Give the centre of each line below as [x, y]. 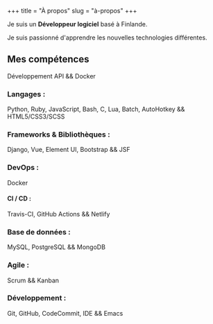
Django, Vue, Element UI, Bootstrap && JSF [69, 150]
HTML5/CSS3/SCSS [36, 117]
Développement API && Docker [51, 76]
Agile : [18, 265]
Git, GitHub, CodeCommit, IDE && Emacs [65, 313]
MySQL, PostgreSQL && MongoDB [57, 247]
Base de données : [39, 232]
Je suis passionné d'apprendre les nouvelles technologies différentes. [107, 37]
